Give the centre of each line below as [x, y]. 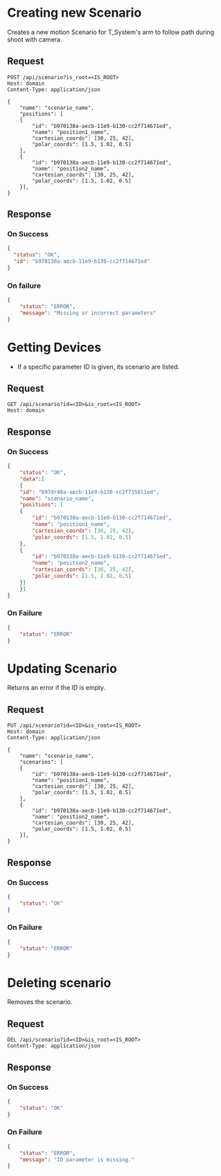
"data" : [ [32, 479]
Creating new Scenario [74, 13]
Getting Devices [54, 347]
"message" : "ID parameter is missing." [77, 1159]
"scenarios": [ [42, 762]
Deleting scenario [59, 983]
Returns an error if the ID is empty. [56, 688]
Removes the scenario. [40, 1002]
